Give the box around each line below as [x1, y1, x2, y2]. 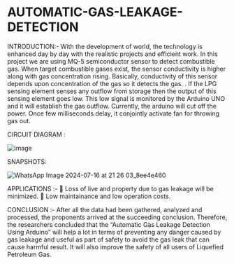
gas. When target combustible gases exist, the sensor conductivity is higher [7, 64, 226, 73]
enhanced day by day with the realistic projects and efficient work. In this [7, 50, 218, 58]
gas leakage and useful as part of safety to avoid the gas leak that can [7, 235, 210, 244]
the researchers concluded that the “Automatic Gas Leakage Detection [7, 220, 211, 228]
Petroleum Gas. [7, 250, 52, 258]
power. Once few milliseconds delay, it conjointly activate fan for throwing [7, 109, 220, 118]
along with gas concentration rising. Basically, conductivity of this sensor [7, 71, 218, 81]
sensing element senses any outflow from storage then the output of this [7, 87, 217, 95]
